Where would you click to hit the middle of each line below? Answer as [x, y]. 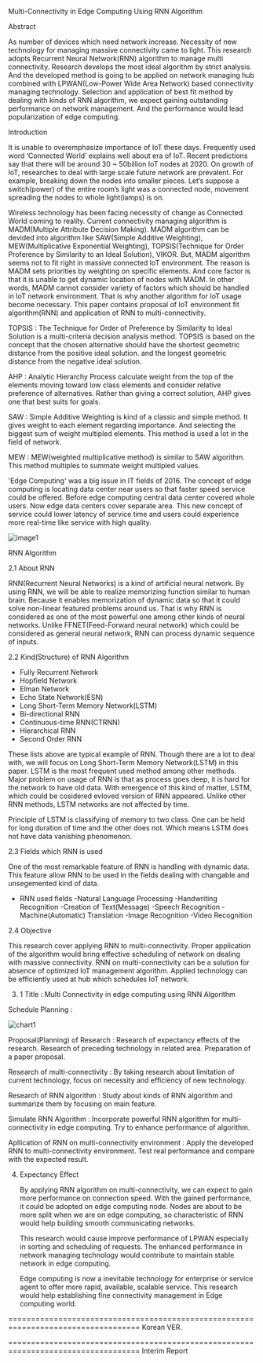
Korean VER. [162, 1327]
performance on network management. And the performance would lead [126, 108]
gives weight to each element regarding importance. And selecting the [122, 425]
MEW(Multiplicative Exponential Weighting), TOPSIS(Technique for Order [126, 246]
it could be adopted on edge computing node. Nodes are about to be [131, 1206]
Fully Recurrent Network [59, 672]
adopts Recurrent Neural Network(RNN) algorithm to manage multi [116, 59]
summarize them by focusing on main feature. [82, 1104]
